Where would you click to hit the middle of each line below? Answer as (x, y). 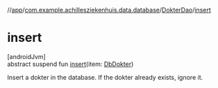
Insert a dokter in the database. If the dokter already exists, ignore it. (105, 77)
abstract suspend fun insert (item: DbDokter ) (70, 64)
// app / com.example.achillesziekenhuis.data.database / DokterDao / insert (109, 10)
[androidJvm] (27, 56)
